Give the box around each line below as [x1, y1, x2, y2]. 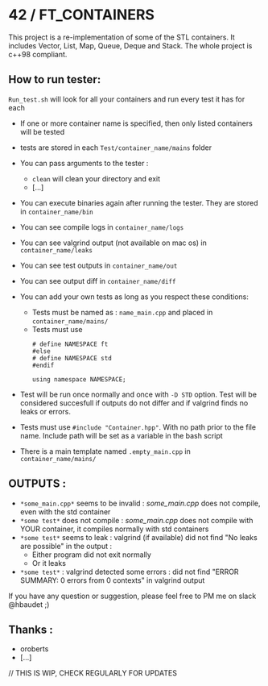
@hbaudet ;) [8, 599, 50, 609]
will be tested [19, 127, 65, 136]
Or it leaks [31, 558, 67, 568]
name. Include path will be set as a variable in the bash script [19, 430, 223, 440]
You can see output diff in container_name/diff [19, 276, 176, 285]
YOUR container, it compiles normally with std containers [19, 524, 209, 534]
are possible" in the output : [19, 541, 113, 551]
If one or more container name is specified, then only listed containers [19, 118, 254, 128]
